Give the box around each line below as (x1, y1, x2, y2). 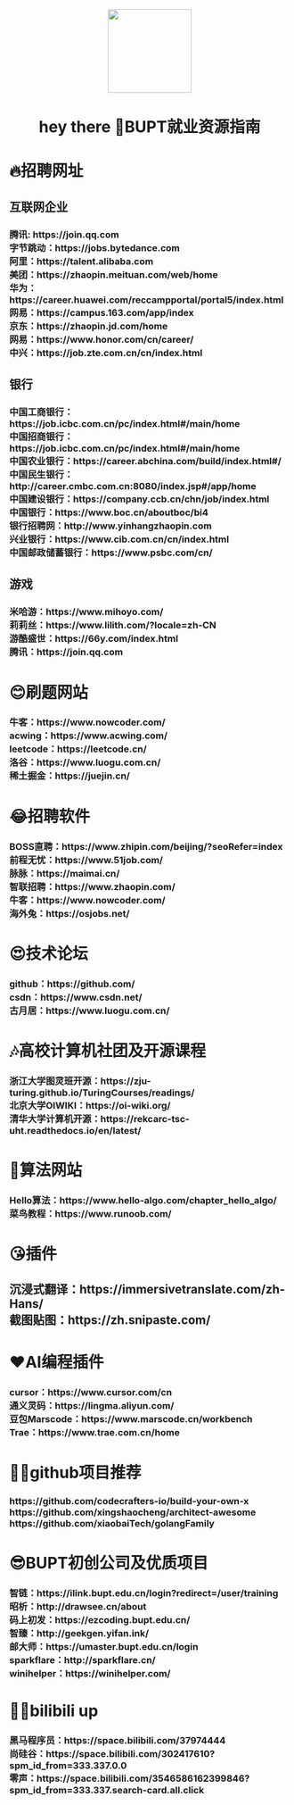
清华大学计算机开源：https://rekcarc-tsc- (9, 1112, 190, 1125)
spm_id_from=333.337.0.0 (9, 1759, 127, 1771)
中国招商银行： (9, 430, 74, 443)
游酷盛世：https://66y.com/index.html (9, 633, 179, 645)
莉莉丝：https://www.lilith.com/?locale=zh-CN (9, 620, 216, 632)
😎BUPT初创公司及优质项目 (9, 1552, 209, 1573)
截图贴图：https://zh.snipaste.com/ (9, 1312, 211, 1328)
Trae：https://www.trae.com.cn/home (9, 1426, 180, 1438)
